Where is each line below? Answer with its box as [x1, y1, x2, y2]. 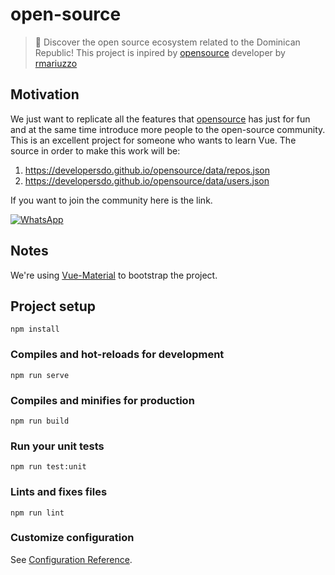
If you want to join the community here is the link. [10, 194, 213, 206]
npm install [10, 324, 60, 335]
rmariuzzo [34, 57, 78, 69]
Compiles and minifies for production [10, 393, 195, 407]
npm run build [10, 416, 70, 426]
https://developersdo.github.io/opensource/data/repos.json [24, 164, 270, 176]
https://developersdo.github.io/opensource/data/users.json [24, 174, 270, 187]
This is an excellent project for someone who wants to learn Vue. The [10, 134, 297, 146]
